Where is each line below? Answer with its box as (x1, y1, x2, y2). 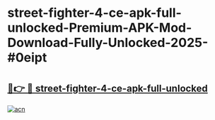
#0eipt (7, 50, 47, 66)
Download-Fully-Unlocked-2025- (7, 35, 209, 51)
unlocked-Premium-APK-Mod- (7, 20, 192, 36)
